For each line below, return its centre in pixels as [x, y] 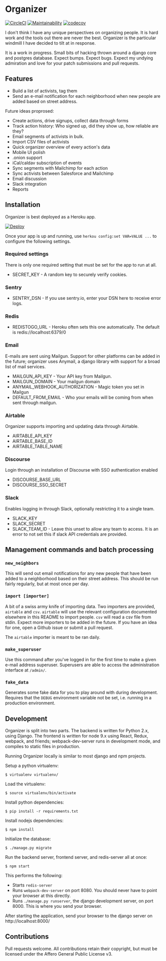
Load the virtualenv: [25, 784]
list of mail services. [25, 366]
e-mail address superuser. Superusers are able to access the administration [82, 665]
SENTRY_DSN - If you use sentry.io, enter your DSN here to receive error [86, 298]
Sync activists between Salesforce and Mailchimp [63, 173]
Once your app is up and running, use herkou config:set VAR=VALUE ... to [81, 236]
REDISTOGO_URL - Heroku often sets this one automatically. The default [86, 327]
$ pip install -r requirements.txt [42, 812]
